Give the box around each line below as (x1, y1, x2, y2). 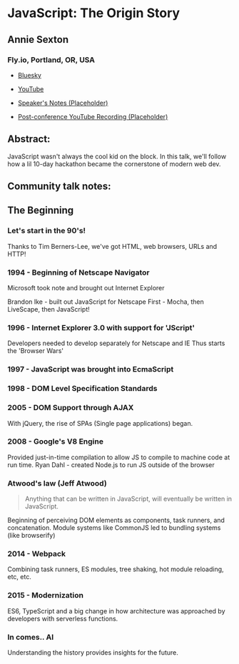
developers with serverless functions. (7, 614, 118, 623)
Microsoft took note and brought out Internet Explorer (7, 284, 165, 292)
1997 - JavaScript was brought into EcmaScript (7, 364, 174, 374)
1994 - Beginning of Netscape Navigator (7, 267, 150, 277)
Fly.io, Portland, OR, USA (7, 55, 95, 65)
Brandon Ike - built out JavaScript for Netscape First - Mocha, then (7, 297, 205, 306)
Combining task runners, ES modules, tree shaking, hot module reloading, (7, 565, 224, 573)
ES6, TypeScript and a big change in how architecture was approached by (7, 606, 226, 615)
